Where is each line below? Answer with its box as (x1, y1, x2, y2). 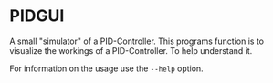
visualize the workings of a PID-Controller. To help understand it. (9, 45, 253, 56)
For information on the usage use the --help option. (9, 63, 204, 74)
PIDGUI (9, 5, 65, 26)
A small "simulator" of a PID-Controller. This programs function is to (9, 36, 265, 47)
